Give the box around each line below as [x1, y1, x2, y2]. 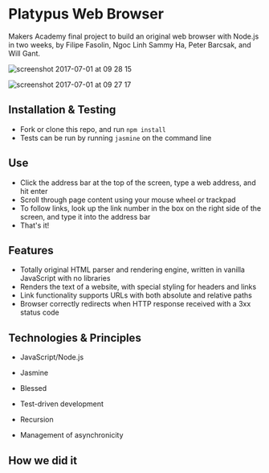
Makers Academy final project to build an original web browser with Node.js [8, 31, 259, 41]
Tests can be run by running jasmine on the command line [19, 133, 212, 142]
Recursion [19, 415, 54, 425]
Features [8, 243, 54, 257]
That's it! [19, 220, 50, 230]
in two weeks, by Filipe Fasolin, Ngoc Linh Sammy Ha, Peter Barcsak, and [8, 39, 251, 49]
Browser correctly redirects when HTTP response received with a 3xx [19, 299, 251, 309]
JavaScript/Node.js [19, 352, 84, 362]
